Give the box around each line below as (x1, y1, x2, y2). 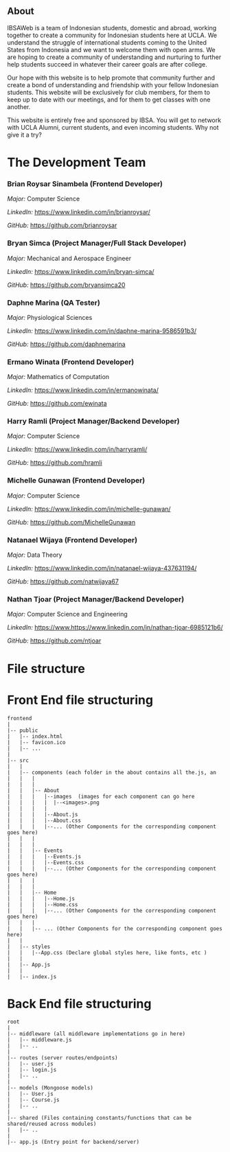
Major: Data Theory (7, 551, 62, 559)
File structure (7, 660, 86, 676)
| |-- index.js (7, 973, 57, 980)
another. (7, 102, 31, 111)
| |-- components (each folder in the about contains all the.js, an (7, 769, 216, 776)
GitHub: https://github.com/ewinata (7, 400, 108, 408)
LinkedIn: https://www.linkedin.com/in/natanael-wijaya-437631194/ (7, 564, 197, 573)
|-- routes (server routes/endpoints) (7, 1055, 118, 1061)
